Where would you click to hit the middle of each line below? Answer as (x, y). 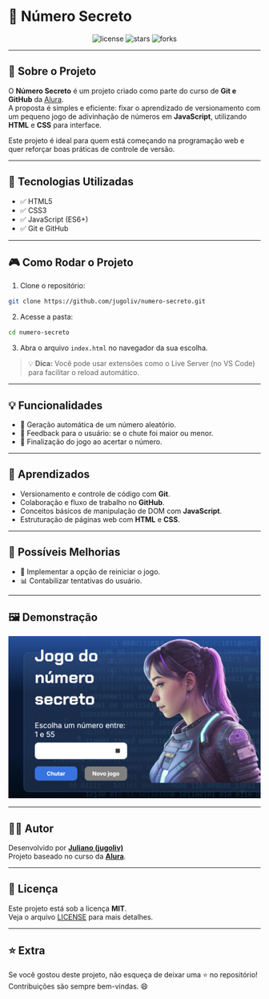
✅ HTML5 (36, 201)
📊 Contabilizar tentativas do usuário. (81, 581)
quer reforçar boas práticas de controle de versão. (92, 149)
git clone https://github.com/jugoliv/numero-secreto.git (107, 302)
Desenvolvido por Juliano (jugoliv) (66, 848)
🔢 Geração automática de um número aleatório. (98, 424)
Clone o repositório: (52, 286)
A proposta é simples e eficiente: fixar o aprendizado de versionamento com (134, 108)
